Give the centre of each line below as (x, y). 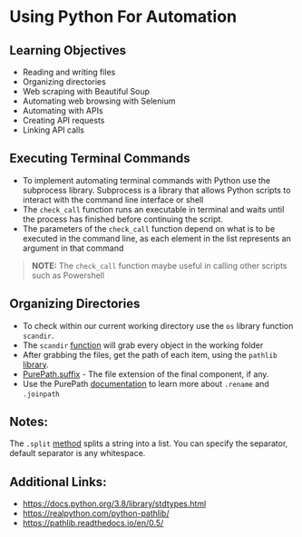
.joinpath (41, 394)
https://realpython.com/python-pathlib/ (96, 513)
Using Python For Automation (123, 17)
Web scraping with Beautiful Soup (86, 91)
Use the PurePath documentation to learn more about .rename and (146, 383)
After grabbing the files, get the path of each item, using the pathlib (150, 354)
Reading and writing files (69, 72)
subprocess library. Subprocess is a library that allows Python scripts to (156, 190)
